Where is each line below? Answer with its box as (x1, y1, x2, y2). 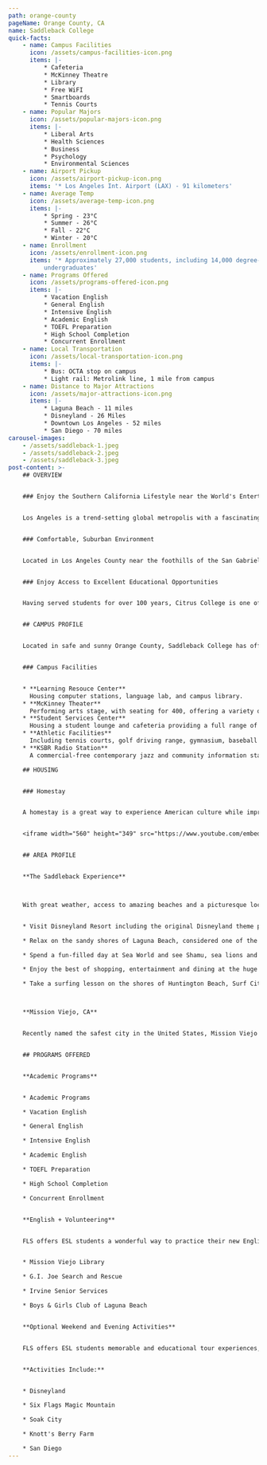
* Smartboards (43, 93, 91, 101)
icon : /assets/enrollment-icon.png (29, 249, 148, 257)
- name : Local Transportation (22, 345, 123, 353)
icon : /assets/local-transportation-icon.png (29, 352, 183, 361)
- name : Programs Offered (22, 271, 109, 279)
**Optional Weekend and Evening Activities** (22, 1322, 176, 1331)
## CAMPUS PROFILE (22, 621, 83, 629)
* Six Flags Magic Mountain (22, 1401, 115, 1409)
